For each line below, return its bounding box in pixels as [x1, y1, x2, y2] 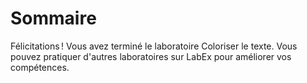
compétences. [10, 61, 70, 73]
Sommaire [10, 7, 97, 30]
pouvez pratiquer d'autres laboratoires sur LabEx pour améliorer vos [10, 50, 292, 62]
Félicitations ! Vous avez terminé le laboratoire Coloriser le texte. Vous [10, 40, 298, 52]
